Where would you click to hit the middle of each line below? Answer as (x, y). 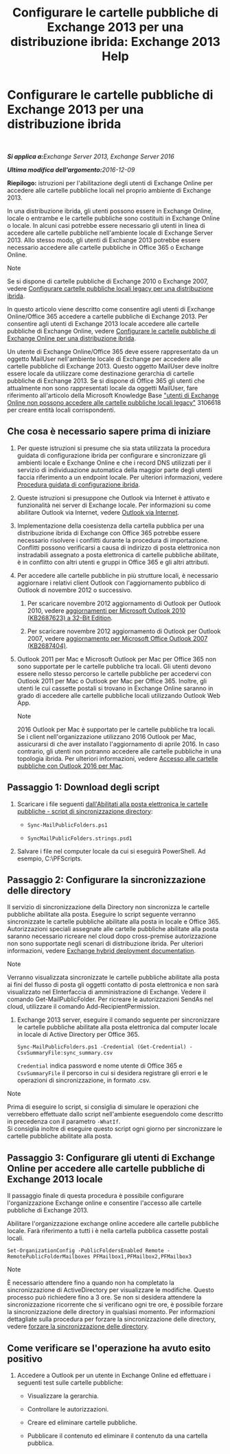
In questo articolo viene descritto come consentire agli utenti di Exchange (111, 309)
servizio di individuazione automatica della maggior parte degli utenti (115, 470)
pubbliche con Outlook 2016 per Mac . (70, 766)
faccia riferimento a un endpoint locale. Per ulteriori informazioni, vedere (120, 477)
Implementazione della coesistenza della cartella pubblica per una (111, 526)
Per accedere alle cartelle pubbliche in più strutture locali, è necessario (117, 575)
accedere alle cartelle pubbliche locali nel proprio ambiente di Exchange (109, 190)
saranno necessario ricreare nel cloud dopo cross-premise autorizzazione (112, 936)
